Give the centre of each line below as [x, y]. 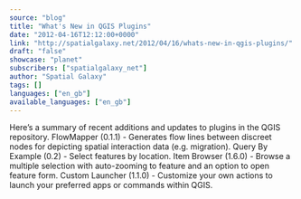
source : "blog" [38, 18]
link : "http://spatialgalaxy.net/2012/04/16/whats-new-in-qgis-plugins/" [151, 43]
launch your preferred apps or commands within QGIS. [111, 185]
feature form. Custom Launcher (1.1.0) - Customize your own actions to [141, 175]
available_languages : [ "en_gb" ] [70, 102]
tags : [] [26, 85]
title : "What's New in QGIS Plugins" [80, 26]
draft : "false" [38, 52]
